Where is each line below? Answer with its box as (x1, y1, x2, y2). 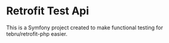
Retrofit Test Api (6, 4, 89, 18)
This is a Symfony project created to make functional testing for (6, 24, 164, 31)
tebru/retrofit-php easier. (6, 30, 68, 37)
